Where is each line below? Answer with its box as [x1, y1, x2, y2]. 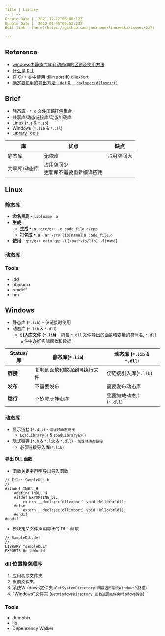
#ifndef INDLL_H [5, 486, 38, 491]
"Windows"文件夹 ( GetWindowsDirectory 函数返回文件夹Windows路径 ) [12, 591, 145, 597]
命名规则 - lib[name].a [12, 213, 58, 219]
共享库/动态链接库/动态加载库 [12, 114, 72, 120]
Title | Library [5, 7, 38, 12]
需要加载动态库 [106, 392, 141, 399]
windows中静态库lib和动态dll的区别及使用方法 [12, 61, 105, 67]
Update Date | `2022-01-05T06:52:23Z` [5, 21, 84, 26]
